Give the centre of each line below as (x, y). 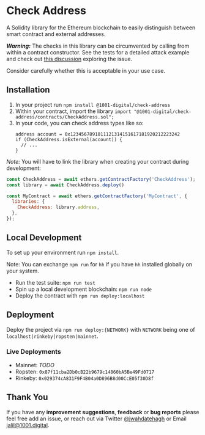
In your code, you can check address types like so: (79, 123)
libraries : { (28, 202)
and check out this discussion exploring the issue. (69, 59)
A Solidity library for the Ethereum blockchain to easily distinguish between (101, 27)
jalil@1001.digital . (28, 425)
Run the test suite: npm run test (55, 282)
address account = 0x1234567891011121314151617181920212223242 (98, 134)
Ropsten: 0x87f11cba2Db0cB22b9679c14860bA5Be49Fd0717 (85, 371)
